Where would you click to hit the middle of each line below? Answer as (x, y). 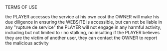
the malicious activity (27, 43)
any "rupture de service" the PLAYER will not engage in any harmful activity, (83, 27)
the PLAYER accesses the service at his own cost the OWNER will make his (82, 17)
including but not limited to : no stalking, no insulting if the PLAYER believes (83, 32)
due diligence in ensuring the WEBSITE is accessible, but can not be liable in (84, 22)
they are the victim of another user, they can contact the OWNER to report (81, 38)
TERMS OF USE (21, 7)
